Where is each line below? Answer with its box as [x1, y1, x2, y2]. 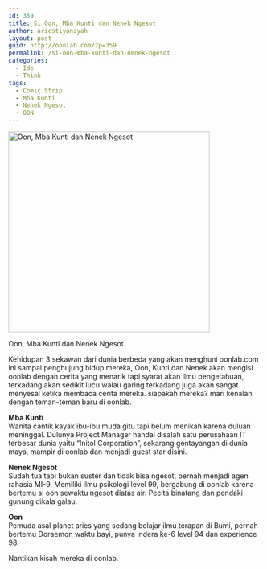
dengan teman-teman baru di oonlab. [8, 397, 132, 407]
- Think [15, 72, 42, 80]
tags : [8, 79, 27, 87]
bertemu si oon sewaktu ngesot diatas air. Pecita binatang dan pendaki [8, 488, 244, 497]
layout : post [8, 34, 52, 43]
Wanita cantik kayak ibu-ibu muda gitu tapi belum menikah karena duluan [8, 421, 251, 431]
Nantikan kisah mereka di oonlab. [8, 554, 119, 563]
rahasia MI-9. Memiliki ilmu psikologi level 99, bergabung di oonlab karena [8, 480, 255, 489]
